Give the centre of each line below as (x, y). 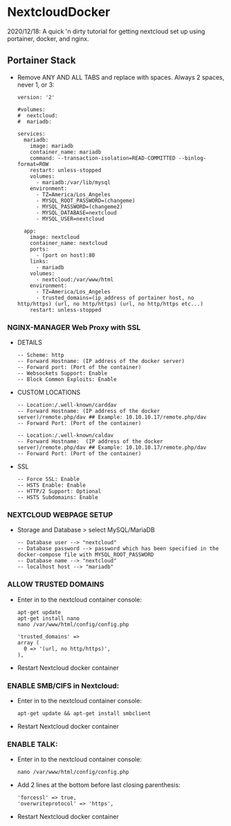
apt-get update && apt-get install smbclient (84, 713)
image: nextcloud (55, 237)
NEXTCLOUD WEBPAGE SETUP (60, 514)
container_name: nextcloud (69, 243)
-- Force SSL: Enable (48, 480)
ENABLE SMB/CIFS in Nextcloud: (63, 686)
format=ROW (33, 164)
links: (39, 261)
